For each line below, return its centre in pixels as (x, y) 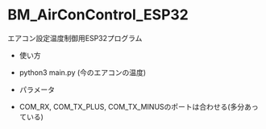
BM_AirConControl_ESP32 (98, 15)
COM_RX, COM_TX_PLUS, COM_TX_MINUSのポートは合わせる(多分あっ (139, 106)
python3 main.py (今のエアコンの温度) (83, 72)
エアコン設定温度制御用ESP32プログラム (75, 38)
